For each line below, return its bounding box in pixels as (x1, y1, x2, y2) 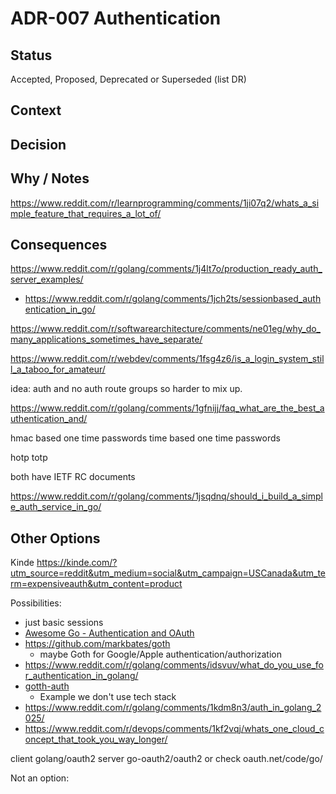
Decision (10, 136, 67, 153)
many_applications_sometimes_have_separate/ (10, 333, 203, 346)
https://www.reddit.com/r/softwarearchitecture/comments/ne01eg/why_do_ (10, 323, 322, 335)
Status (10, 47, 53, 64)
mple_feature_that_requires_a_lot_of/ (10, 207, 162, 219)
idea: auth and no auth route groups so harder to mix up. (10, 383, 243, 395)
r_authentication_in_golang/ (24, 670, 139, 682)
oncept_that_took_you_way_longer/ (24, 733, 168, 746)
